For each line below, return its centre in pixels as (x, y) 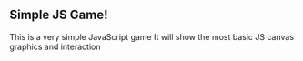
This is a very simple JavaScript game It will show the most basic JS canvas (151, 36)
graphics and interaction (55, 46)
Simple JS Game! (59, 15)
